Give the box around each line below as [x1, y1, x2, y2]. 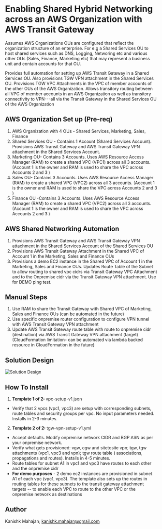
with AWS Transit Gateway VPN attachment [12, 322, 99, 327]
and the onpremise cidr [12, 465, 59, 471]
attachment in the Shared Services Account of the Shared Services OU [12, 243, 153, 249]
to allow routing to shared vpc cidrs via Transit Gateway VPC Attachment [12, 269, 157, 274]
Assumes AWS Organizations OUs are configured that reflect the [5, 40, 134, 46]
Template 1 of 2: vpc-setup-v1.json [12, 396, 82, 402]
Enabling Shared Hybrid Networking [5, 3, 153, 15]
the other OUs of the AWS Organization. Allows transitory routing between [5, 85, 153, 91]
